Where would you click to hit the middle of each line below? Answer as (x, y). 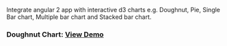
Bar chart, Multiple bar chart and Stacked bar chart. (79, 17)
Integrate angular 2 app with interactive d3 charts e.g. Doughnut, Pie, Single (113, 10)
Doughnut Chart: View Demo (55, 34)
